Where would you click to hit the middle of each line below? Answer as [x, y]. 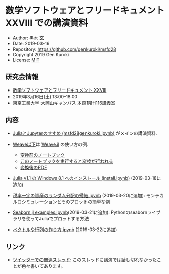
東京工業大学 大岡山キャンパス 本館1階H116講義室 [64, 103]
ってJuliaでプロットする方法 [60, 218]
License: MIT [26, 60]
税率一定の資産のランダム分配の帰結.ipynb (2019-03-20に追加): [79, 195]
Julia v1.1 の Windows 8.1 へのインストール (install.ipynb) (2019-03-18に [87, 178]
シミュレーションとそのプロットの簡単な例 [66, 201]
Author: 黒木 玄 [28, 38]
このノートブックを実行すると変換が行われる [67, 161]
